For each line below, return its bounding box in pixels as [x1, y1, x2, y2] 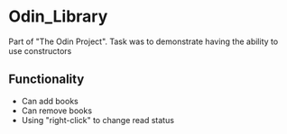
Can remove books [21, 105, 92, 116]
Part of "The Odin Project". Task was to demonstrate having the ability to [8, 36, 279, 47]
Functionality [8, 72, 85, 87]
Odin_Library [8, 6, 108, 27]
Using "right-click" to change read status [21, 114, 175, 125]
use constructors [8, 45, 72, 56]
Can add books [21, 95, 79, 106]
